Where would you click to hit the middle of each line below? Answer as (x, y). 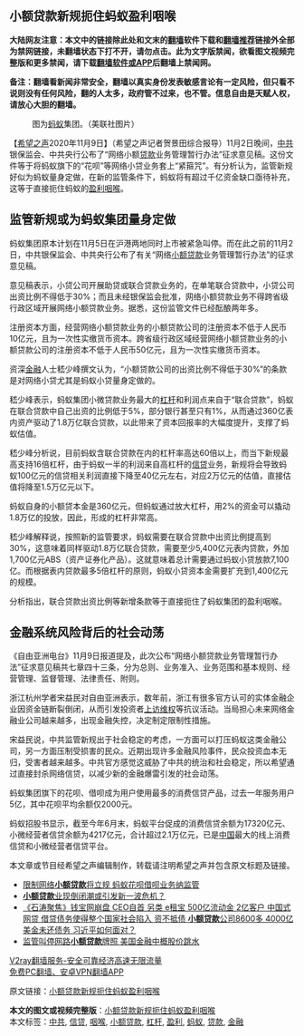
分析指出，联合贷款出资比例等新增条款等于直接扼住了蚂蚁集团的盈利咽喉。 (148, 601)
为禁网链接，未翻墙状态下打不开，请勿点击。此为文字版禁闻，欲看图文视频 (148, 51)
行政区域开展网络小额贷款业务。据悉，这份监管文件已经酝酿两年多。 (136, 307)
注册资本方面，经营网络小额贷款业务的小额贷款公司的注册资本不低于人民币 (148, 327)
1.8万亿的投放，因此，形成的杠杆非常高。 (86, 517)
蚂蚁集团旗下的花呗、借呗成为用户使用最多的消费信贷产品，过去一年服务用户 (152, 793)
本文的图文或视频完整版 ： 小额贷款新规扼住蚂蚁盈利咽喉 (112, 1011)
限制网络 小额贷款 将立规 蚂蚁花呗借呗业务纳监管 (111, 885)
